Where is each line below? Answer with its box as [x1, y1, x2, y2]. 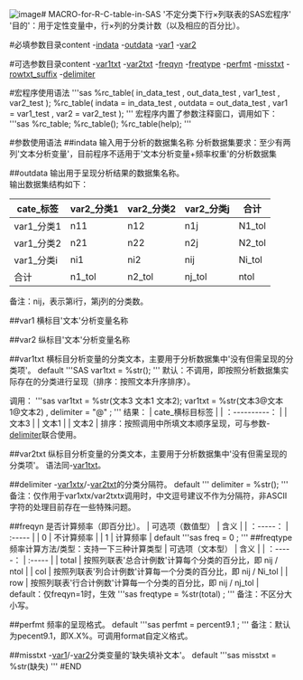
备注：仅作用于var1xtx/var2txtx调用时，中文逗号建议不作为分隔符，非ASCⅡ [9, 490, 288, 501]
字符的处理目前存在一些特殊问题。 [9, 502, 136, 512]
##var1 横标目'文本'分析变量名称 [9, 316, 129, 326]
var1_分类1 [14, 221, 61, 232]
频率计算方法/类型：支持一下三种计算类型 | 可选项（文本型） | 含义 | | [9, 543, 266, 554]
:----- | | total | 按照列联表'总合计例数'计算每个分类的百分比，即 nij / [27, 555, 278, 565]
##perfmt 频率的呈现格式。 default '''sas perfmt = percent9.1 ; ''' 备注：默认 [9, 619, 291, 629]
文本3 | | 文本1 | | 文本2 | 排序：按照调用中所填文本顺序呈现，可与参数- [9, 418, 271, 429]
